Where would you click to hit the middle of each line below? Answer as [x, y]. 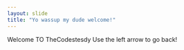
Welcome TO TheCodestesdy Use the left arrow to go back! [92, 39]
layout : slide [28, 13]
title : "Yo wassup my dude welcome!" [62, 20]
